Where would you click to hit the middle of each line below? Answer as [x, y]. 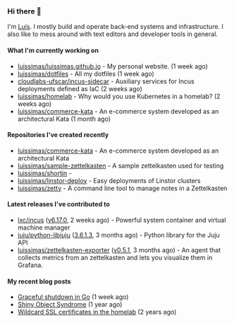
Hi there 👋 [25, 11]
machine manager [44, 227]
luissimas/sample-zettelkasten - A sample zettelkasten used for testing [121, 165]
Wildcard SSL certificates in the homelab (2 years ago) [97, 312]
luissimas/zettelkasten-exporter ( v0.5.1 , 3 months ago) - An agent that [119, 249]
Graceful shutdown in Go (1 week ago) [73, 297]
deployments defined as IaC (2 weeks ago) [80, 88]
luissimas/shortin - [44, 173]
